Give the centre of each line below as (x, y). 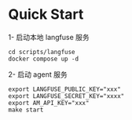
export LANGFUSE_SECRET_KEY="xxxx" (66, 96)
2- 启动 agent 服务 (38, 74)
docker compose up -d (44, 59)
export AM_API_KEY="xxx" (49, 103)
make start (26, 110)
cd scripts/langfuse (42, 52)
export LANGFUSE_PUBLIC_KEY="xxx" (65, 89)
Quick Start (46, 15)
